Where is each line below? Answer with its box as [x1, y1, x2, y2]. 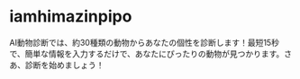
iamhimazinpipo [9, 6, 132, 27]
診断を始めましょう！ [24, 59, 105, 70]
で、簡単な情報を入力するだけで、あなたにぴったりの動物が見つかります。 [9, 48, 285, 59]
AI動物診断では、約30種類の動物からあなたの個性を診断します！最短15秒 [9, 37, 279, 48]
